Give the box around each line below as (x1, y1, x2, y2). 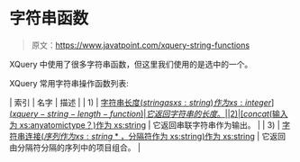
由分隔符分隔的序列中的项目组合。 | (9, 141, 141, 153)
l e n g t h (77, 108, 102, 119)
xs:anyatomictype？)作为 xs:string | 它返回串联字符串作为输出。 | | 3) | (19, 119, 281, 130)
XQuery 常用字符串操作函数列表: (9, 77, 129, 88)
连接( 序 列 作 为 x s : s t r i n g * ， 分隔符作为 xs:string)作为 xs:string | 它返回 (24, 130, 286, 141)
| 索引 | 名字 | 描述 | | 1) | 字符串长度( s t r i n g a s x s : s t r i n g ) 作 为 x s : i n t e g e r (9, 96, 272, 108)
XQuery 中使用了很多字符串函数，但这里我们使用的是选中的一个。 (9, 58, 253, 69)
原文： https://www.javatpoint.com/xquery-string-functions (31, 40, 250, 50)
